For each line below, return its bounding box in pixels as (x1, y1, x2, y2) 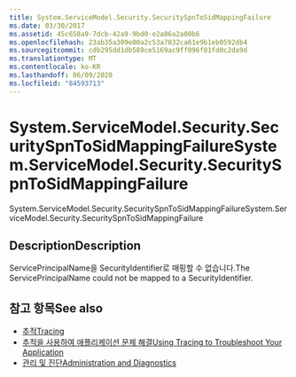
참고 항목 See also (9, 301, 104, 316)
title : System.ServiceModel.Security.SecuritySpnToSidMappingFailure (9, 12, 272, 22)
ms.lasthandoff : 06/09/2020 (9, 71, 113, 80)
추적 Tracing (21, 326, 65, 337)
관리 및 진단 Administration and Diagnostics (21, 357, 177, 368)
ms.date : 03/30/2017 (9, 21, 86, 30)
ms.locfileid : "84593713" (9, 79, 105, 88)
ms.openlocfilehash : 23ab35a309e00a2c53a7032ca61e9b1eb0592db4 (9, 37, 248, 47)
